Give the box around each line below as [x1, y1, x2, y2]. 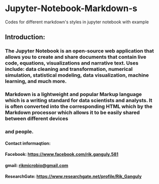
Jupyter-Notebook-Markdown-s [5, 3, 138, 14]
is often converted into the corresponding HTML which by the [5, 103, 153, 110]
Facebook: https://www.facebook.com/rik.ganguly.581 [5, 151, 118, 157]
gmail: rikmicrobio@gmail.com [5, 162, 69, 168]
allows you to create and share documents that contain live [5, 54, 146, 61]
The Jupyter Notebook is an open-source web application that [5, 48, 154, 54]
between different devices [5, 115, 69, 122]
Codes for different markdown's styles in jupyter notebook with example [5, 19, 149, 25]
